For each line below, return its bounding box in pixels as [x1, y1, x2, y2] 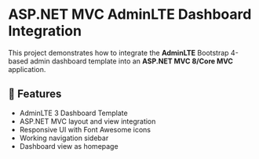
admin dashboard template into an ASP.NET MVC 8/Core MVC [30, 56, 234, 66]
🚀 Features [8, 88, 62, 101]
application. [8, 64, 46, 74]
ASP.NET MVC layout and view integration [19, 116, 156, 126]
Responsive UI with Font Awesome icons [19, 125, 151, 134]
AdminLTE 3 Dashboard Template [19, 108, 128, 117]
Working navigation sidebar [19, 133, 109, 143]
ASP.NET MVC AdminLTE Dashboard [8, 5, 252, 23]
